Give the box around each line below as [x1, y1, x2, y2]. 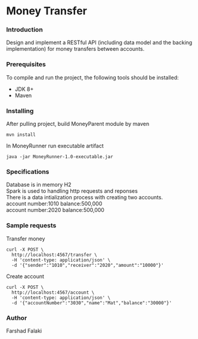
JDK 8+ [14, 85, 34, 93]
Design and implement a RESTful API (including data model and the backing [6, 39, 193, 46]
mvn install [6, 132, 36, 138]
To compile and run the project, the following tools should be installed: [6, 73, 179, 81]
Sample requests [6, 221, 57, 230]
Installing [6, 106, 34, 115]
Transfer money [6, 235, 45, 242]
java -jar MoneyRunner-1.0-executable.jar [6, 154, 113, 160]
